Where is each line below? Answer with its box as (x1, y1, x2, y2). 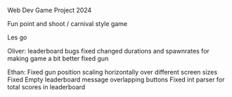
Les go (7, 33, 27, 41)
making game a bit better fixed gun (7, 54, 109, 63)
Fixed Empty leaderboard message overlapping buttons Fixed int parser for (7, 75, 225, 84)
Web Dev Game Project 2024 (7, 6, 92, 14)
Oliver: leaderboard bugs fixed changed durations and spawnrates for (7, 47, 210, 55)
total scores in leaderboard (7, 83, 86, 91)
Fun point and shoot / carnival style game (7, 20, 128, 27)
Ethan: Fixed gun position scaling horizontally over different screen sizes (7, 68, 218, 76)
